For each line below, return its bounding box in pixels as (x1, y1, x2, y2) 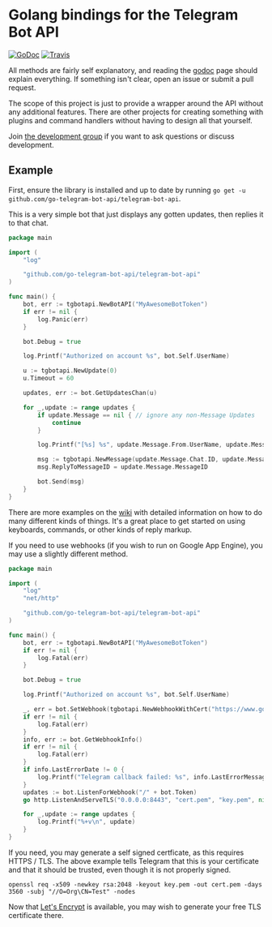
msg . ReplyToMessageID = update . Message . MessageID (37, 463, 208, 471)
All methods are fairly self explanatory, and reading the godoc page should (8, 65, 257, 75)
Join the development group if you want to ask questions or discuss (8, 131, 235, 141)
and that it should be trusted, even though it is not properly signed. (8, 865, 232, 874)
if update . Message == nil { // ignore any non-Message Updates (37, 411, 255, 419)
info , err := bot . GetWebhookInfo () (23, 736, 143, 744)
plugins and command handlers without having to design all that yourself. (8, 115, 253, 125)
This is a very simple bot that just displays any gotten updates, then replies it (8, 209, 264, 219)
